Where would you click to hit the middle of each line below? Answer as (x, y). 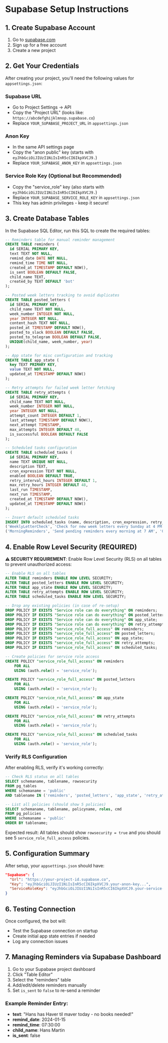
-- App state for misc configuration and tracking (59, 355)
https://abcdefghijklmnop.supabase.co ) (53, 118)
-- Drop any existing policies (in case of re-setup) (62, 606)
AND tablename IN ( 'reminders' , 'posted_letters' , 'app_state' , (73, 795)
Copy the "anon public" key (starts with (53, 152)
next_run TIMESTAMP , (31, 494)
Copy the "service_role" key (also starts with (58, 187)
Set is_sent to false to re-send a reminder (56, 990)
